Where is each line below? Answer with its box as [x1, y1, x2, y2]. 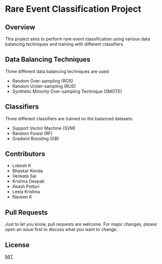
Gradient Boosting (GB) [12, 135, 60, 141]
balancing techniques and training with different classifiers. [5, 41, 125, 47]
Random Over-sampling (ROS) [12, 78, 73, 84]
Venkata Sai [12, 173, 37, 179]
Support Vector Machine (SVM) [12, 125, 76, 131]
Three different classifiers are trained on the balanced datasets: [5, 115, 134, 121]
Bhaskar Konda [12, 168, 43, 174]
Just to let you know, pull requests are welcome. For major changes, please [5, 221, 157, 227]
